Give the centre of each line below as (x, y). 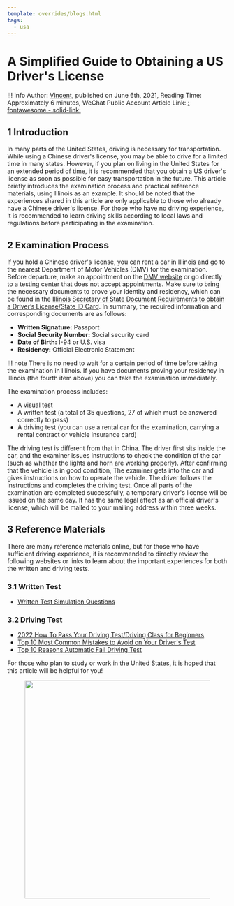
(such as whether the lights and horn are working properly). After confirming (117, 463)
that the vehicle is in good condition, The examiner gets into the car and (111, 470)
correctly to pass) (43, 419)
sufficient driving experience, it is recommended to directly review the (108, 554)
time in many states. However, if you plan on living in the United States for (114, 164)
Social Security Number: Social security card (83, 334)
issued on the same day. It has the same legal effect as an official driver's (113, 500)
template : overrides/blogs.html (54, 14)
